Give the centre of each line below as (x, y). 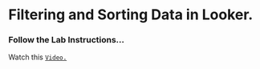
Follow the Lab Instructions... (66, 40)
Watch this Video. (38, 57)
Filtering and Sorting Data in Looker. (131, 15)
